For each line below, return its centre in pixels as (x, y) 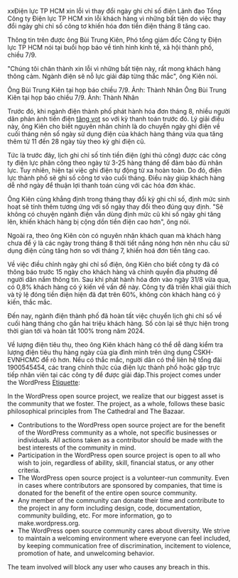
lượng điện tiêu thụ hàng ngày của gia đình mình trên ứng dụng (99, 352)
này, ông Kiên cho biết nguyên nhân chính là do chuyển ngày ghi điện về (114, 126)
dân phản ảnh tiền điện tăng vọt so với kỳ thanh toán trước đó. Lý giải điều (116, 119)
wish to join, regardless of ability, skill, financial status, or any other (116, 463)
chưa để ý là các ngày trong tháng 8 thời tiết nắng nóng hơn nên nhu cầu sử (118, 243)
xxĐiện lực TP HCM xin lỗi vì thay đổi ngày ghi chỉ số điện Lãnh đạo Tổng (114, 11)
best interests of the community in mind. (77, 448)
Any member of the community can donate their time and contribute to (121, 500)
